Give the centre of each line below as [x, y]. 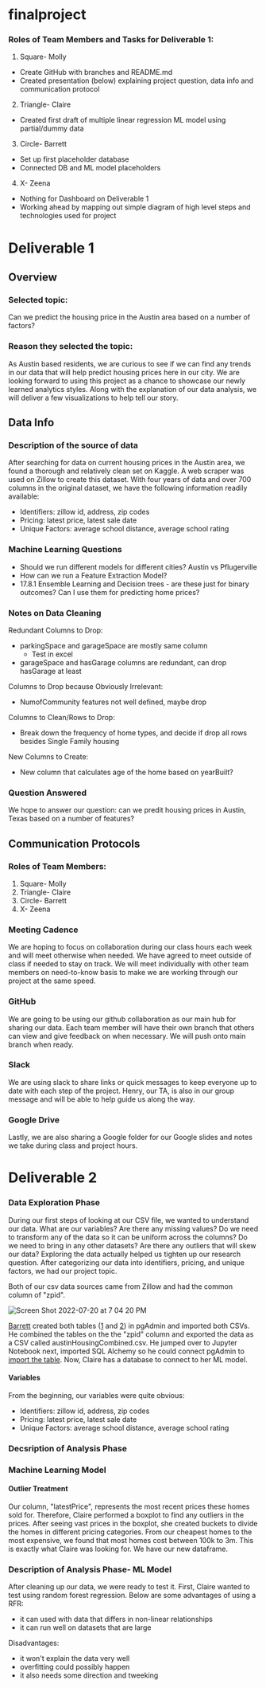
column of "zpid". [37, 1294]
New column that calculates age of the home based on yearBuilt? [126, 772]
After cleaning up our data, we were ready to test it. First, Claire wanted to [129, 1587]
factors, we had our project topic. [63, 1271]
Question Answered [48, 793]
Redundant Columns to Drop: [56, 630]
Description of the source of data [73, 445]
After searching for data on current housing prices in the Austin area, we [127, 463]
